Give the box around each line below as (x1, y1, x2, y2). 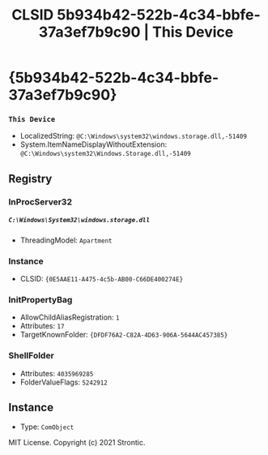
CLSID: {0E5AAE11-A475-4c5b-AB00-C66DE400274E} (19, 274, 184, 284)
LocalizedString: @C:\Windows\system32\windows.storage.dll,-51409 (19, 131, 247, 141)
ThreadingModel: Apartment (19, 235, 113, 245)
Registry (8, 172, 53, 186)
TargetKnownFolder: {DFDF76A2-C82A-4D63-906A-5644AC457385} (19, 330, 228, 340)
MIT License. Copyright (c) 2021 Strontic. (8, 438, 146, 448)
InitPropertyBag (8, 294, 73, 305)
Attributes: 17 (19, 321, 65, 331)
